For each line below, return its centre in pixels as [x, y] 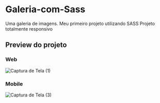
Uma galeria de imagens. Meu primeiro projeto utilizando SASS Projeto [80, 23]
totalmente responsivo [29, 29]
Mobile [14, 84]
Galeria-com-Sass [46, 9]
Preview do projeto [36, 45]
